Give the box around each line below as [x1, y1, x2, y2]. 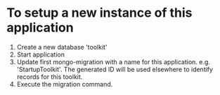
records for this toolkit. [16, 72, 83, 81]
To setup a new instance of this [6, 5, 193, 21]
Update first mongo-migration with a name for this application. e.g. [16, 57, 210, 66]
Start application [16, 50, 65, 59]
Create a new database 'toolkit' [16, 43, 108, 51]
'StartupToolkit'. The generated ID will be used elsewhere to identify [16, 65, 214, 73]
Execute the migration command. [16, 80, 113, 88]
